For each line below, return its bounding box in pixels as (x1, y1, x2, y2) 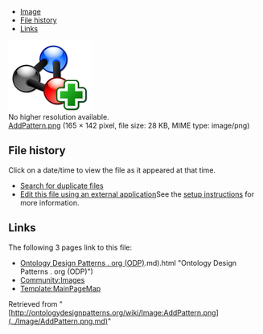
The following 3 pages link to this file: (8, 242, 133, 252)
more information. (19, 198, 80, 207)
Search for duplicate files (19, 181, 104, 190)
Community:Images (19, 275, 85, 284)
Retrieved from (8, 299, 58, 308)
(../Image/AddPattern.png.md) (8, 316, 109, 326)
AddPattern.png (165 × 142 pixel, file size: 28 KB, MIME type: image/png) (8, 120, 250, 130)
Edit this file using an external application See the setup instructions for (19, 189, 255, 199)
